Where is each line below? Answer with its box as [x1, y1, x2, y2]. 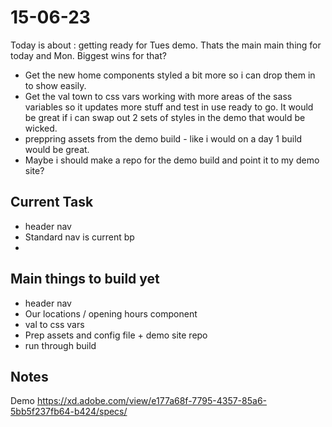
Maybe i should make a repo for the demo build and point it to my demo [24, 154, 320, 166]
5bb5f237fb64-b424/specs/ [10, 406, 128, 418]
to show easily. [24, 79, 87, 91]
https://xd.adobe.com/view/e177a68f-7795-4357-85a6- [36, 395, 267, 407]
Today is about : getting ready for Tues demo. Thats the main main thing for [10, 39, 322, 51]
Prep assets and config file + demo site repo [24, 329, 208, 341]
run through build [24, 339, 97, 351]
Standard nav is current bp [24, 231, 135, 243]
